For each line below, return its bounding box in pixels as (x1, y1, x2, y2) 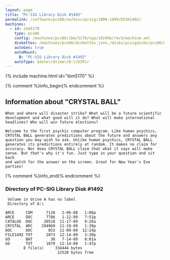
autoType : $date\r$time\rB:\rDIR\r (14, 59, 90, 64)
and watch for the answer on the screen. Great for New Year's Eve (5, 160, 151, 165)
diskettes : (14, 40, 37, 46)
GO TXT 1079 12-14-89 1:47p (5, 241, 96, 246)
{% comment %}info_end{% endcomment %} (5, 173, 100, 179)
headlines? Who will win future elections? (5, 120, 99, 125)
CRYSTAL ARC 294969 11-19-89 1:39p (5, 224, 96, 229)
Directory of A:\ (7, 201, 44, 206)
